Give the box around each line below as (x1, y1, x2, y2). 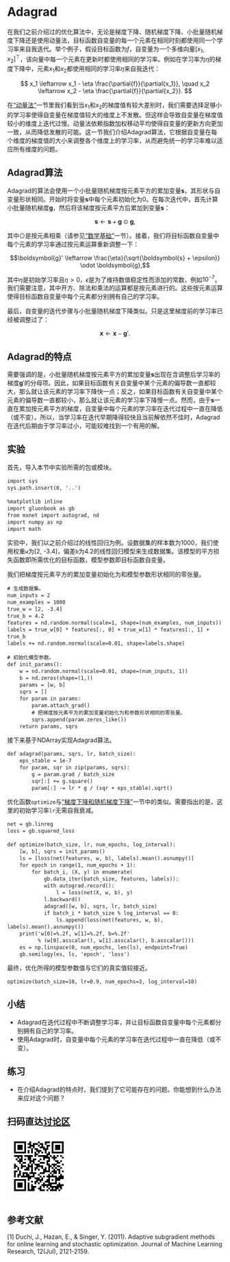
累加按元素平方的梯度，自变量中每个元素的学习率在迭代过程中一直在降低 (18, 405, 223, 413)
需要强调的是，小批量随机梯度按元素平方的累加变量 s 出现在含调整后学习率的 (7, 371, 220, 379)
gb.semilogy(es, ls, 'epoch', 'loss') (19, 950, 130, 958)
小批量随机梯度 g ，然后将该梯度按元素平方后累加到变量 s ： (7, 203, 170, 212)
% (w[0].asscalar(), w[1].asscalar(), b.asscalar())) (37, 937, 194, 944)
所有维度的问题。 (12, 145, 62, 153)
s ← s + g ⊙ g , (94, 217, 136, 225)
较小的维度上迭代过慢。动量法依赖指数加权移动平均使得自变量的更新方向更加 (7, 119, 223, 127)
